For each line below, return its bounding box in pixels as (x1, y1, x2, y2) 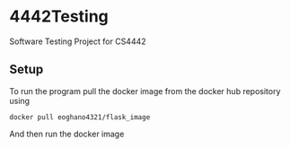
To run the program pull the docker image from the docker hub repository (9, 85, 281, 96)
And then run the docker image (9, 128, 125, 139)
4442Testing (9, 6, 110, 27)
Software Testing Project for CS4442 (9, 36, 146, 47)
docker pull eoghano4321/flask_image (9, 112, 151, 122)
